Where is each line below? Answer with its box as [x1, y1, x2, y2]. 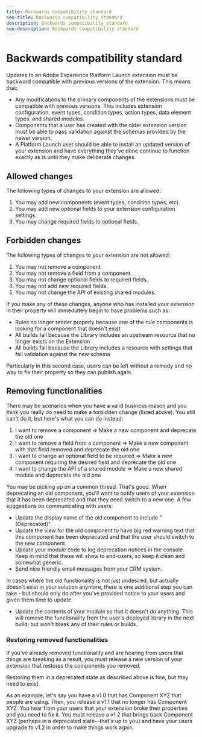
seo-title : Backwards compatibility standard [6, 14, 122, 20]
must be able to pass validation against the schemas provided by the [14, 128, 186, 136]
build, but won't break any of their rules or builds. [14, 620, 137, 627]
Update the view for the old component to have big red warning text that [14, 527, 195, 534]
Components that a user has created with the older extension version [14, 122, 187, 129]
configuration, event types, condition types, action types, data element [14, 109, 192, 116]
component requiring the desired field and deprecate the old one [14, 459, 177, 466]
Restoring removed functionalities [6, 635, 109, 644]
